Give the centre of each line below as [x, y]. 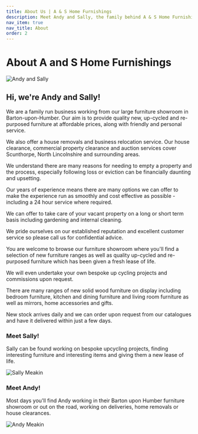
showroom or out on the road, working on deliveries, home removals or [92, 407]
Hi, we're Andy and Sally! [53, 97]
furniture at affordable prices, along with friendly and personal [106, 124]
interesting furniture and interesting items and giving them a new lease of [95, 355]
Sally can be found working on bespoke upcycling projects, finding [87, 349]
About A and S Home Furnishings [89, 63]
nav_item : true [25, 22]
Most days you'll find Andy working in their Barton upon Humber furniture [95, 400]
